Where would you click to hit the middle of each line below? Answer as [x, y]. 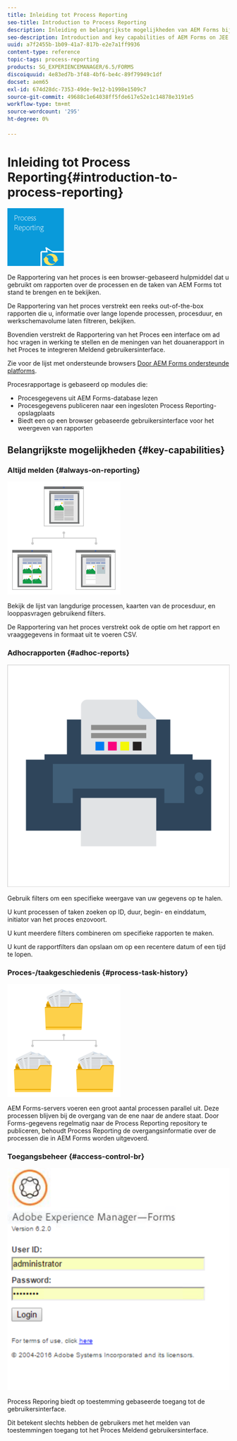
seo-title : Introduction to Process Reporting [77, 22]
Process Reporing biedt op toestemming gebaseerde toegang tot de [106, 1401]
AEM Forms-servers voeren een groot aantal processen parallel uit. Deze [113, 1108]
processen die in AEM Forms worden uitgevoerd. [78, 1138]
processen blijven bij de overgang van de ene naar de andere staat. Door [113, 1116]
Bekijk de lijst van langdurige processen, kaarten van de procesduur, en [111, 606]
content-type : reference [44, 52]
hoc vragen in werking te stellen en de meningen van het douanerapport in [116, 342]
